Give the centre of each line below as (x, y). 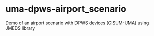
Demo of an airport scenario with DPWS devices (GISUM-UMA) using (77, 23)
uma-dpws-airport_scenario (66, 9)
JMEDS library (20, 28)
